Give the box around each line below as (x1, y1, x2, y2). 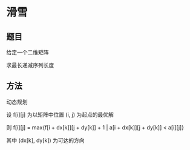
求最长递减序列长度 (6, 62, 54, 68)
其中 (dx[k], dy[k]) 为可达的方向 (6, 137, 85, 144)
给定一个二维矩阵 (6, 49, 49, 56)
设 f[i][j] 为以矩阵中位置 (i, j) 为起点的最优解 (6, 111, 114, 118)
